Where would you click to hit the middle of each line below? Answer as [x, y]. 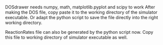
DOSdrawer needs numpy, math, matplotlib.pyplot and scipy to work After [80, 7]
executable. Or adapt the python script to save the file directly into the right [81, 17]
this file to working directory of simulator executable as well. [66, 37]
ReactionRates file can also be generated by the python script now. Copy [79, 32]
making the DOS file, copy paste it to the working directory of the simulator [81, 12]
